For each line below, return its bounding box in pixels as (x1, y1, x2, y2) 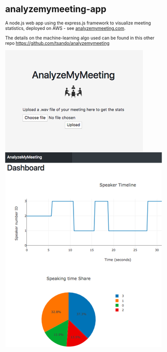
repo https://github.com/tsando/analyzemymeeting (5, 40, 110, 46)
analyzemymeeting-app (5, 3, 107, 15)
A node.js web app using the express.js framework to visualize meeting (5, 20, 151, 26)
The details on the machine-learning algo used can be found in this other (5, 35, 155, 41)
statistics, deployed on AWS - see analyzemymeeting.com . (5, 25, 126, 31)
